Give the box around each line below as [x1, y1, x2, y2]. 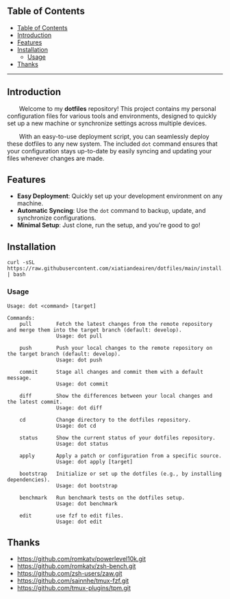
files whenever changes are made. [7, 154, 105, 162]
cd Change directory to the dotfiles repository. [19, 416, 192, 423]
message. [7, 374, 32, 381]
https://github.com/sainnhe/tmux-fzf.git [16, 576, 129, 585]
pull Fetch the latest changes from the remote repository [19, 320, 213, 327]
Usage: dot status [55, 440, 109, 447]
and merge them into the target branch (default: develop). [7, 327, 183, 333]
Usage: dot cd [55, 422, 97, 429]
